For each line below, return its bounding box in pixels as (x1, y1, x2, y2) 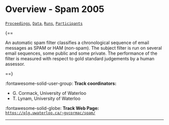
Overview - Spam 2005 (5, 4, 105, 15)
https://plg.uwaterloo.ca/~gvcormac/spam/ (5, 110, 96, 115)
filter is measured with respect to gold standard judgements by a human (5, 55, 155, 61)
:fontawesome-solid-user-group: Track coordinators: (5, 80, 117, 86)
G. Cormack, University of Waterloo (12, 90, 87, 96)
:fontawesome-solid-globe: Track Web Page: (5, 105, 99, 111)
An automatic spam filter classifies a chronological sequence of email (5, 39, 149, 46)
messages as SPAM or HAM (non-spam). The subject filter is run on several (5, 45, 162, 51)
